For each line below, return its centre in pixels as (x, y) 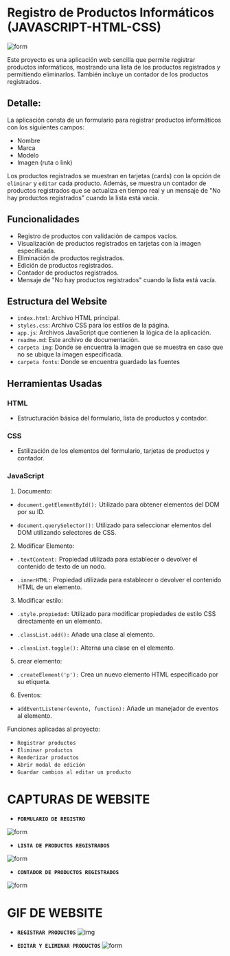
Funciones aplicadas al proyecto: (54, 729)
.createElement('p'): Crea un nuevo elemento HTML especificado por (117, 674)
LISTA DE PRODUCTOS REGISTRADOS (63, 846)
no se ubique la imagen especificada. (70, 354)
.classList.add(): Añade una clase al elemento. (86, 634)
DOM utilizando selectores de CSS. (67, 532)
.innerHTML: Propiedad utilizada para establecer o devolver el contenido (119, 580)
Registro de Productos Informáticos (111, 13)
